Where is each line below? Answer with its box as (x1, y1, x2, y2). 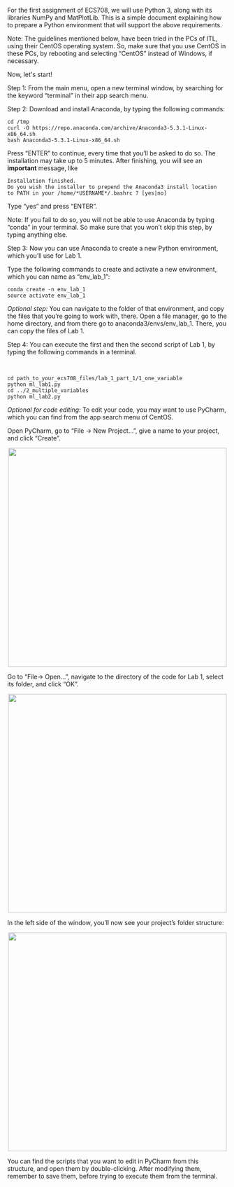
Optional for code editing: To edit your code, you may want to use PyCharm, (7, 405, 227, 414)
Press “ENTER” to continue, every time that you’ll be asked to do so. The (7, 149, 216, 157)
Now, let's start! (7, 70, 52, 78)
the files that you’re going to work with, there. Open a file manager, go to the (7, 312, 227, 320)
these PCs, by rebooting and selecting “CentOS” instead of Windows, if (7, 49, 213, 57)
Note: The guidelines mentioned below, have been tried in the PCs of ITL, (7, 34, 218, 43)
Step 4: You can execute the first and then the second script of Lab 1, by (7, 340, 215, 349)
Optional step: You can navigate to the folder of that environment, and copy (7, 305, 225, 312)
